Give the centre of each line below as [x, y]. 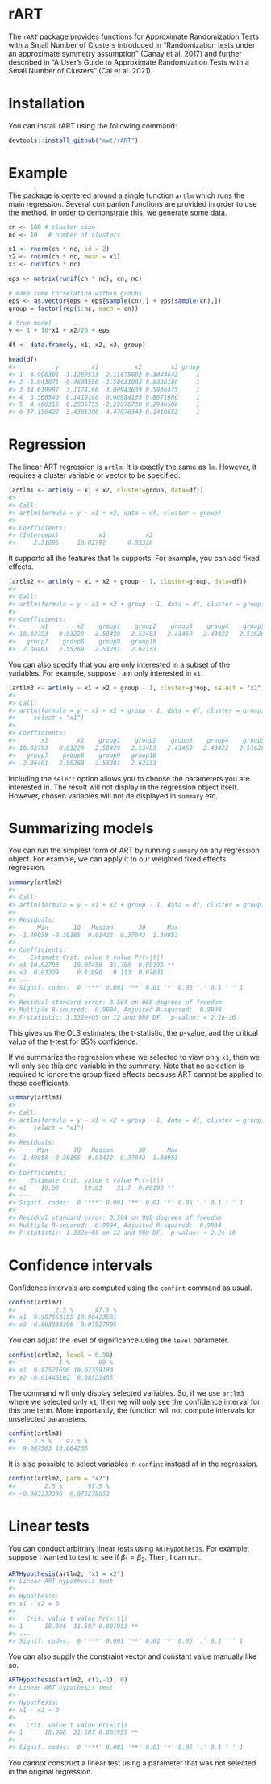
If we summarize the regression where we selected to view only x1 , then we [134, 1057]
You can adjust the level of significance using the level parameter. [119, 1340]
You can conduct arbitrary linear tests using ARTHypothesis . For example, [129, 1548]
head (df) [23, 360]
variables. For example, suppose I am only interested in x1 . [106, 673]
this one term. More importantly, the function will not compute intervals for [132, 1410]
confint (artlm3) [35, 1434]
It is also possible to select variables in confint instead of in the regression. [133, 1464]
